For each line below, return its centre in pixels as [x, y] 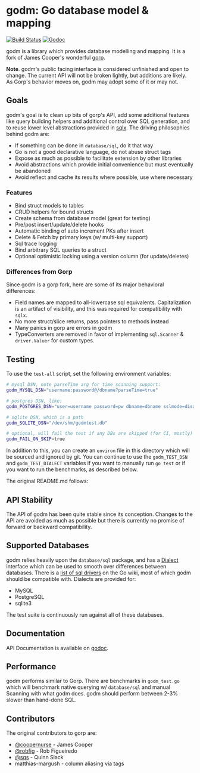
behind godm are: [28, 134]
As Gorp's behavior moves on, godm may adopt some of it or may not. [92, 82]
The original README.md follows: [47, 481]
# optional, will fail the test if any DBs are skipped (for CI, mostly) [100, 434]
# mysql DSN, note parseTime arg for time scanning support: [84, 385]
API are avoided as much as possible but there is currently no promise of [95, 520]
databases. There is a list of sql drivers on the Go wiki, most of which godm [99, 573]
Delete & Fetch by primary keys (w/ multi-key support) [81, 237]
